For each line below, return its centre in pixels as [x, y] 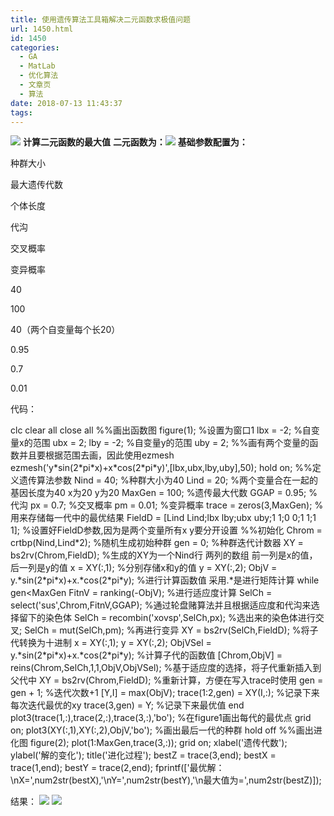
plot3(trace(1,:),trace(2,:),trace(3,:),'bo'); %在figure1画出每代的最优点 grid [161, 718]
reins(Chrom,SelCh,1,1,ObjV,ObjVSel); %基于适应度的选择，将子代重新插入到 [166, 668]
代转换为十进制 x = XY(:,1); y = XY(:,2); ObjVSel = [111, 643]
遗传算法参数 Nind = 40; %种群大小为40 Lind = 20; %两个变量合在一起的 [168, 480]
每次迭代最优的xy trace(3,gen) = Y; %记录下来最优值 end [127, 705]
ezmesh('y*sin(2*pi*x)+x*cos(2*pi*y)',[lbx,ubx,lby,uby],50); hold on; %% [161, 468]
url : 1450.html [42, 29]
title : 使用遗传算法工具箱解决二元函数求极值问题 [100, 19]
